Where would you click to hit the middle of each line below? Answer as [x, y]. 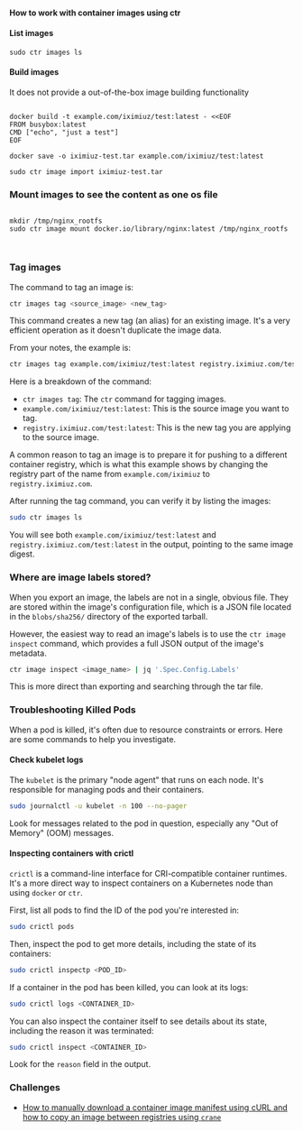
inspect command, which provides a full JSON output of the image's [137, 643]
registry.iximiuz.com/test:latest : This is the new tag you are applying [156, 428]
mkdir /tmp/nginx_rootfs [56, 221]
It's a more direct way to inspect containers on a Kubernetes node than [141, 883]
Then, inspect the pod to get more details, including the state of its [133, 943]
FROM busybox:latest [48, 124]
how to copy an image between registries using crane [122, 1117]
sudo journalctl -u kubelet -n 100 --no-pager [98, 806]
